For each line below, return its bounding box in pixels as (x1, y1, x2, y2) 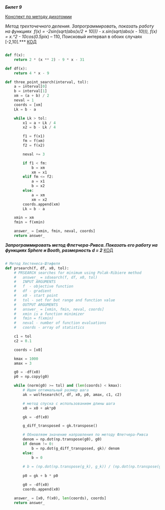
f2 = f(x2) (23, 143, 45, 148)
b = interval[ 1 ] (14, 88, 48, 94)
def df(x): (5, 66, 27, 71)
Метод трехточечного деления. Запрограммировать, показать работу (5, 23, 154, 29)
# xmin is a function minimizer (14, 312, 84, 316)
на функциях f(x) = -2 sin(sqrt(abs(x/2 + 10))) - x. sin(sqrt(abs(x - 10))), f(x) (5, 28, 158, 34)
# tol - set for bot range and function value (14, 297, 115, 303)
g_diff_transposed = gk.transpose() (23, 424, 98, 428)
